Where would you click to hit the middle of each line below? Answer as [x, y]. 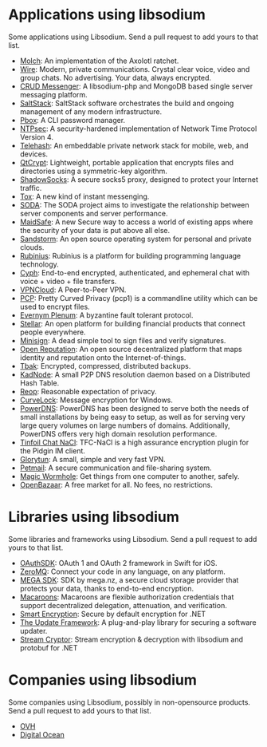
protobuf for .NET [49, 647]
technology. [39, 264]
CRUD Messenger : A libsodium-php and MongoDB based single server [136, 86]
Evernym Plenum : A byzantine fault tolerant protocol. [106, 315]
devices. [34, 154]
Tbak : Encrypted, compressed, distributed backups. [105, 366]
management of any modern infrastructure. [90, 111]
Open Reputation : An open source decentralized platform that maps [131, 349]
